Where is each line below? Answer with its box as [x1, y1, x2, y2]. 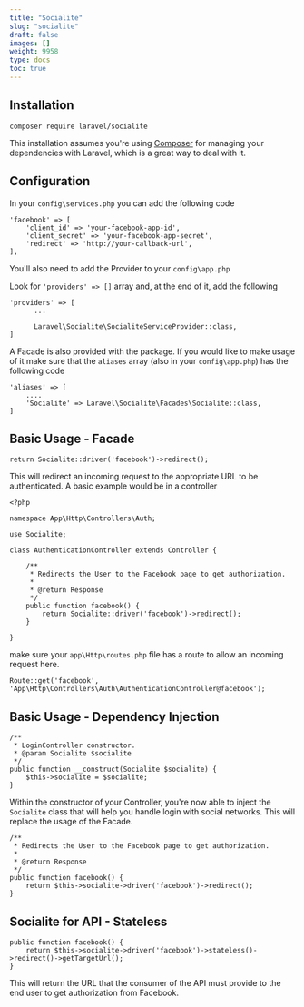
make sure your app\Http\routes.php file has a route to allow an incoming [9, 649, 284, 660]
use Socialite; [9, 530, 67, 539]
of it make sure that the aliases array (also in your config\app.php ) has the [9, 355, 289, 366]
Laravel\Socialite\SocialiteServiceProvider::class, [33, 321, 238, 331]
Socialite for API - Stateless [9, 913, 168, 929]
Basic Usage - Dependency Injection [9, 709, 220, 725]
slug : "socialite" [9, 22, 79, 31]
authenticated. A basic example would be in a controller [9, 480, 218, 491]
